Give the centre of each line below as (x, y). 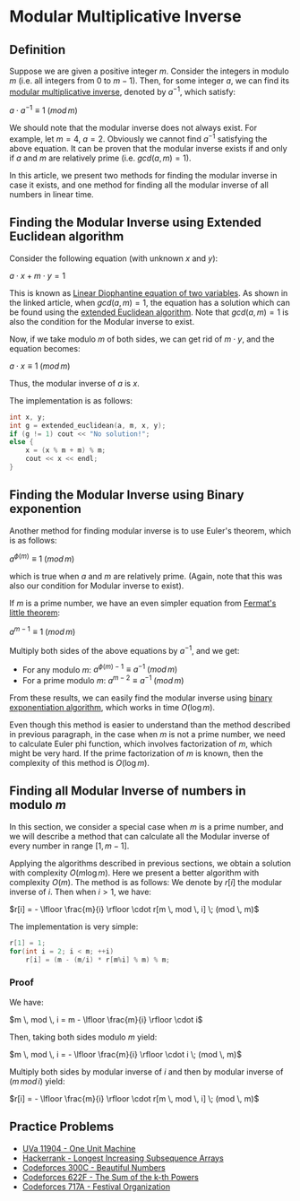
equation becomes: (45, 348)
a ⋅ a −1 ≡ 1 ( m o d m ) (43, 109)
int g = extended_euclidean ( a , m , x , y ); (88, 425)
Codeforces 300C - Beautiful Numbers (94, 1167)
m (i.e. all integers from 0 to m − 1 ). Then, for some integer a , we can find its (149, 81)
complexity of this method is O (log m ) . (80, 763)
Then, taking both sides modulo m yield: (83, 1037)
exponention (46, 509)
